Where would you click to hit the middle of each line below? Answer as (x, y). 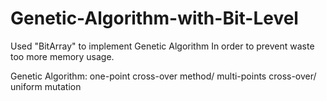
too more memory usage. (62, 56)
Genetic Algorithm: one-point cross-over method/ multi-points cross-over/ (163, 76)
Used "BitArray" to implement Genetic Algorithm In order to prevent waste (162, 46)
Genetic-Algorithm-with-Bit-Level (154, 18)
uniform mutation (46, 86)
